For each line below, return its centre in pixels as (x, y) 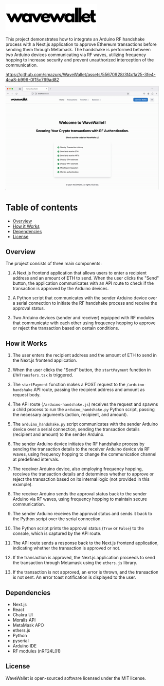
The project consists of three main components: (54, 264)
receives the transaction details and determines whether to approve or (83, 474)
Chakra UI (23, 615)
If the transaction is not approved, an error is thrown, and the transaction (85, 572)
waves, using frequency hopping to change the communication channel (84, 454)
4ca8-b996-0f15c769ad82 (32, 80)
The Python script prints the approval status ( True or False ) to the (78, 529)
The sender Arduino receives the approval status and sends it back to (82, 514)
